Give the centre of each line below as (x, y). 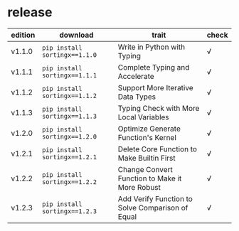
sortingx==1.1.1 (69, 75)
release (30, 12)
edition (23, 35)
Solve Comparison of (153, 208)
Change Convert (145, 169)
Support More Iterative (155, 87)
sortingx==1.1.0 (69, 55)
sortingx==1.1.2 (69, 96)
